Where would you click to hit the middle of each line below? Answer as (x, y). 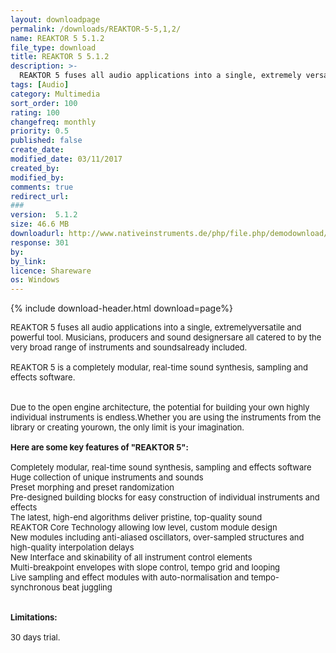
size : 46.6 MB (40, 224)
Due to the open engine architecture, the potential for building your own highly (160, 407)
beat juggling (87, 587)
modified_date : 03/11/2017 (66, 159)
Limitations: (34, 617)
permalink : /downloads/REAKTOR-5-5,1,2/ (96, 29)
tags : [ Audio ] (40, 85)
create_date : (37, 150)
